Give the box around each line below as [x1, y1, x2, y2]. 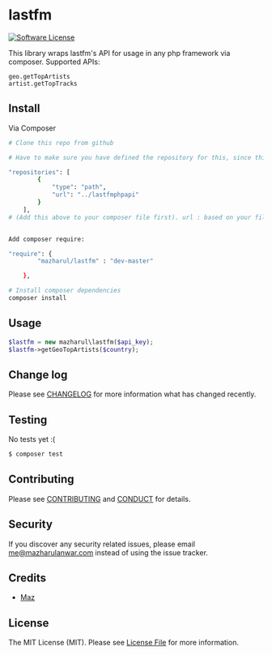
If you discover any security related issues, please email [8, 539, 196, 549]
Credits [8, 571, 47, 584]
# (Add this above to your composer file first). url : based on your [8, 213, 252, 221]
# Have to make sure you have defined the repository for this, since [8, 153, 252, 161]
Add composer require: [8, 235, 85, 243]
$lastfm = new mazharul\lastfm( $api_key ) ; [8, 338, 154, 346]
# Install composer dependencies [8, 286, 121, 295]
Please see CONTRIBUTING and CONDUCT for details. [8, 494, 191, 503]
